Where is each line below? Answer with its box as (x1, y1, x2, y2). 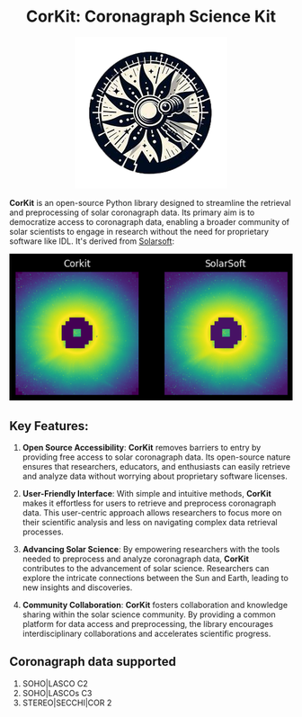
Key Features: (9, 418, 89, 434)
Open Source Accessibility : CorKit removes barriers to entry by (22, 443, 262, 453)
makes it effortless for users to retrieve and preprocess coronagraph (22, 497, 277, 509)
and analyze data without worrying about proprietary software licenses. (22, 471, 288, 482)
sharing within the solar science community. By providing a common (22, 609, 276, 620)
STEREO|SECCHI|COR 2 (22, 697, 112, 708)
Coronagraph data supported (9, 654, 177, 669)
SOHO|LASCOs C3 (22, 687, 93, 698)
